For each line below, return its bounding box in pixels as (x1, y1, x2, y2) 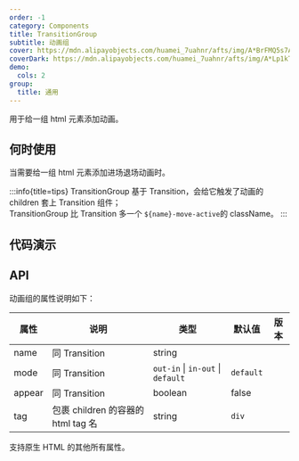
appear (13, 386, 44, 399)
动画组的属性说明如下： (9, 292, 95, 303)
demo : (9, 63, 29, 72)
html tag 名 (52, 416, 98, 429)
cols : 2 (17, 71, 46, 80)
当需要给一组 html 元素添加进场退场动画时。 (9, 167, 171, 178)
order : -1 (9, 12, 46, 22)
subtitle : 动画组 (9, 37, 69, 47)
